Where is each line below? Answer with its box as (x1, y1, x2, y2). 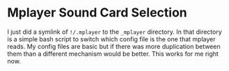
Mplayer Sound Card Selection (7, 5, 187, 21)
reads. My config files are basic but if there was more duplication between (7, 42, 221, 50)
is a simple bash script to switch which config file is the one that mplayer (7, 34, 216, 43)
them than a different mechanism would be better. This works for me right (7, 50, 219, 58)
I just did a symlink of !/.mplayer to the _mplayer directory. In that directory (7, 28, 223, 36)
